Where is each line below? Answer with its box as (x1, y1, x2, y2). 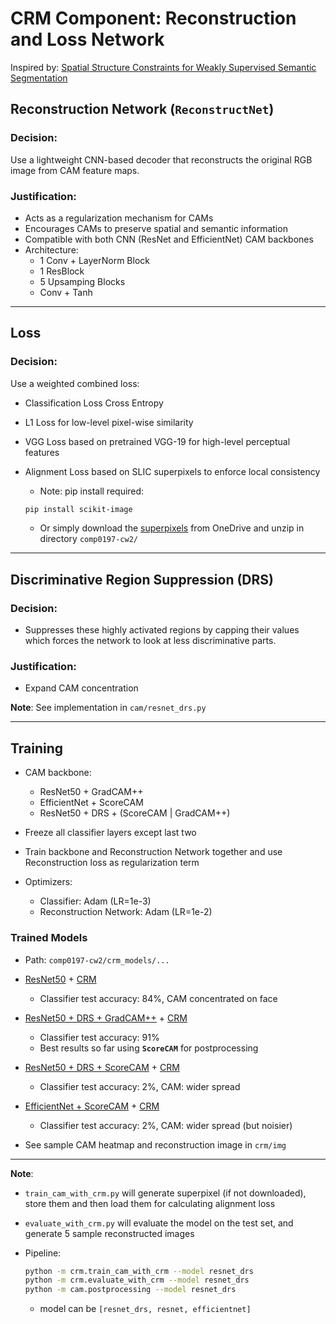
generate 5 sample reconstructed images (24, 1227, 195, 1239)
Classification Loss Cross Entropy (24, 397, 164, 409)
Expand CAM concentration (24, 682, 139, 694)
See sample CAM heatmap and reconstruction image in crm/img (24, 1138, 287, 1151)
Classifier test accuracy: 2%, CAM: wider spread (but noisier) (39, 1119, 293, 1131)
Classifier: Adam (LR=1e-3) (39, 895, 152, 907)
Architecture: (24, 243, 79, 256)
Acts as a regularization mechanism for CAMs (24, 212, 214, 224)
